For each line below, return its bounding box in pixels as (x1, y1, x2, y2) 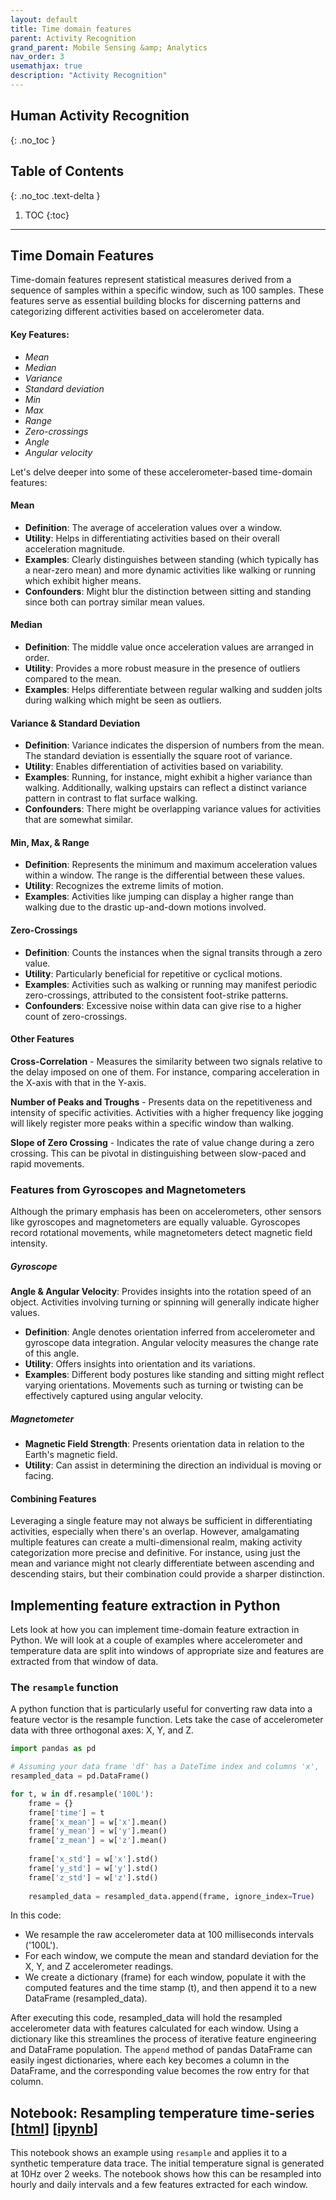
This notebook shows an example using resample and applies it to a (10, 2147, 288, 2159)
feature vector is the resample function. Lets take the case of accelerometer (10, 1714, 324, 1726)
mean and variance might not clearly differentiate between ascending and (10, 1557, 315, 1570)
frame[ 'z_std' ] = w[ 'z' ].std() (28, 1872, 159, 1883)
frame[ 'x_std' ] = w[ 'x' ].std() (28, 1854, 159, 1865)
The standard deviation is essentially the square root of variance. (24, 750, 293, 762)
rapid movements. (10, 1157, 85, 1170)
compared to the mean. (24, 672, 122, 685)
